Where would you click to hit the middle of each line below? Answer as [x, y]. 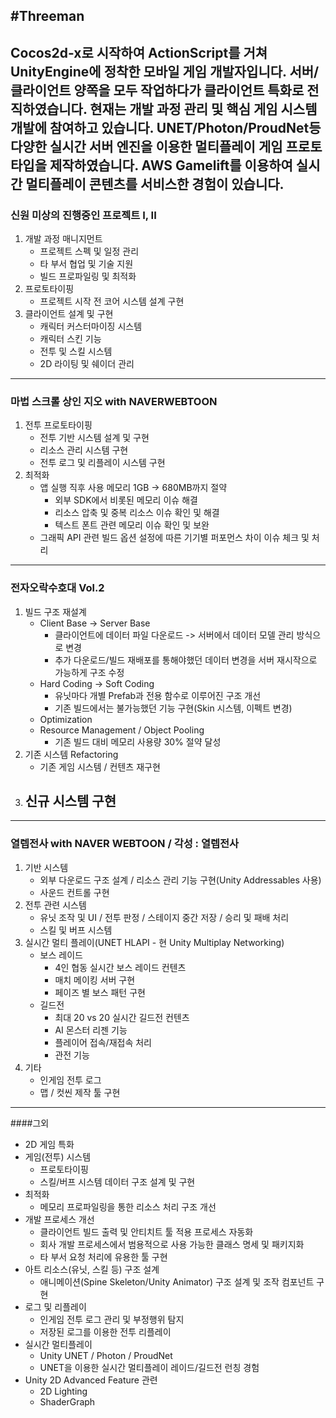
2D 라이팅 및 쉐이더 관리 [87, 364]
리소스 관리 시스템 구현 [84, 450]
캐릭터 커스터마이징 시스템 [91, 326]
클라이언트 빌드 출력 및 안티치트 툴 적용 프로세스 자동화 [146, 1231]
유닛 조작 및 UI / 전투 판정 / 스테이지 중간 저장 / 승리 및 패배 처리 [164, 917]
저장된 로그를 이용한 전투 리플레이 [105, 1331]
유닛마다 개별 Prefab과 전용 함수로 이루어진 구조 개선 [158, 695]
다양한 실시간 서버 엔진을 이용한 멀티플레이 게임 [146, 146]
